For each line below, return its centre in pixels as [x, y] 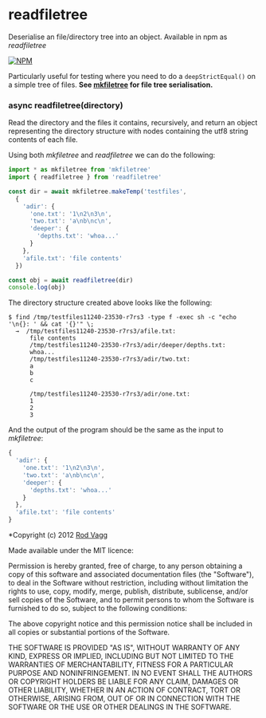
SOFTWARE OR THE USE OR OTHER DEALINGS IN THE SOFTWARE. [120, 707]
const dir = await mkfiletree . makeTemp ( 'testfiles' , [98, 191]
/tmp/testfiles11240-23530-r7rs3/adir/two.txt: [110, 359]
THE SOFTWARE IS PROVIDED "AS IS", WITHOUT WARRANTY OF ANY [124, 648]
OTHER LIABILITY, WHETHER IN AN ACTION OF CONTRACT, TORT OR [124, 690]
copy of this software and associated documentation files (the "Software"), [131, 574]
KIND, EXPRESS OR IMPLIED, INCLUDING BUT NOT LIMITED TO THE [121, 657]
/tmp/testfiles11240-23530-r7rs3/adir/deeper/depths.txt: [127, 345]
